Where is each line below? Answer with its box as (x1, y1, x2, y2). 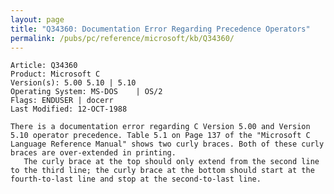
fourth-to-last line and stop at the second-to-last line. (10, 174, 262, 185)
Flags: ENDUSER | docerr (10, 96, 114, 106)
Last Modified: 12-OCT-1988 (10, 104, 128, 115)
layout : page (10, 14, 65, 25)
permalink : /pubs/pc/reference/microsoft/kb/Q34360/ (10, 33, 235, 43)
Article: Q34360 (10, 61, 78, 71)
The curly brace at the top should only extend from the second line (23, 157, 320, 167)
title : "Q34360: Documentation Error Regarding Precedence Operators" (10, 24, 311, 34)
